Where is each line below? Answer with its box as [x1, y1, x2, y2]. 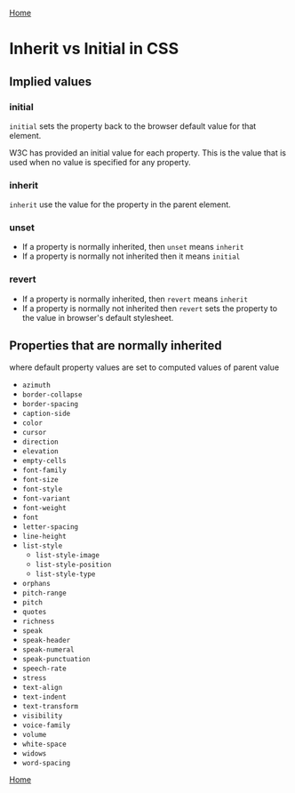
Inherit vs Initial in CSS [9, 39, 179, 59]
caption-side [21, 409, 71, 418]
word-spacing [21, 758, 71, 767]
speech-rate [21, 664, 67, 673]
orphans [21, 579, 51, 588]
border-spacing [21, 399, 79, 408]
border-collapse [21, 390, 83, 399]
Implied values [9, 74, 92, 89]
